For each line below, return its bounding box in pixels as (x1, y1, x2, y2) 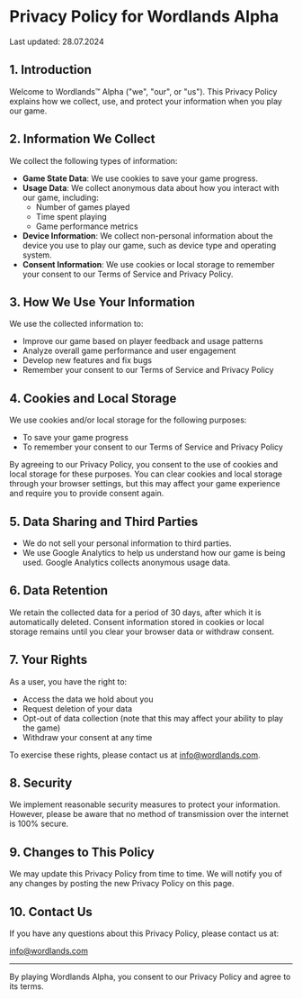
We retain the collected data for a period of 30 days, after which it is (9, 606, 262, 618)
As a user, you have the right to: (9, 676, 128, 686)
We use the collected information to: (9, 318, 144, 330)
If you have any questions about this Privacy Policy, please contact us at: (9, 928, 280, 939)
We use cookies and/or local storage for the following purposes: (9, 414, 247, 425)
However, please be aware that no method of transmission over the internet (9, 809, 289, 820)
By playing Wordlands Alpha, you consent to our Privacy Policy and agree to (9, 971, 291, 983)
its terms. (9, 981, 44, 992)
